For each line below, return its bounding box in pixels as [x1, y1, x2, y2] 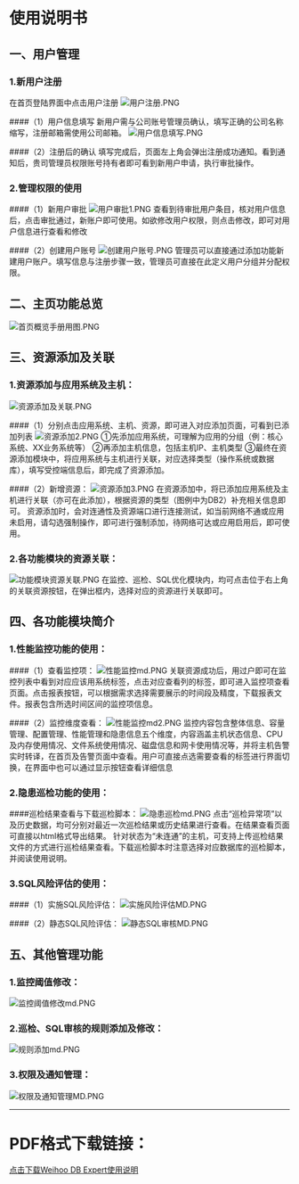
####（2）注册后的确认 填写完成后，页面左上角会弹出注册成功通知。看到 [9, 146, 278, 157]
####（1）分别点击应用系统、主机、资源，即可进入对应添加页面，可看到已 [9, 420, 282, 431]
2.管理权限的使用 [9, 182, 83, 194]
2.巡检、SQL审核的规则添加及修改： [9, 1022, 165, 1034]
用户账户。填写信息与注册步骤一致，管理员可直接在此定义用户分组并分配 [16, 256, 282, 267]
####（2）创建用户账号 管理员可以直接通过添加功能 [9, 245, 277, 256]
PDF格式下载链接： [9, 1133, 149, 1154]
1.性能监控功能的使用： [9, 643, 109, 655]
